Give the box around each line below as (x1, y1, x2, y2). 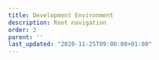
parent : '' (8, 33, 44, 41)
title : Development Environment (8, 11, 114, 19)
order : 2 (8, 26, 37, 34)
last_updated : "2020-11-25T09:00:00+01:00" (8, 41, 153, 48)
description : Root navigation (8, 19, 107, 26)
